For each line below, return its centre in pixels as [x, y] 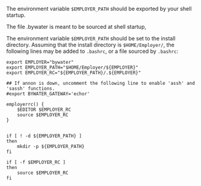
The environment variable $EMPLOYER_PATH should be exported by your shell [99, 9]
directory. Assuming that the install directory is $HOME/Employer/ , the [90, 45]
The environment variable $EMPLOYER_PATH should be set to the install [91, 38]
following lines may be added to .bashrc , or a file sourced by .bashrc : [92, 51]
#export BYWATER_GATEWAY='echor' [48, 94]
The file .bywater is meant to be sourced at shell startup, [76, 27]
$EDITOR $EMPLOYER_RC [44, 110]
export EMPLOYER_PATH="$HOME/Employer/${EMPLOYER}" [72, 67]
